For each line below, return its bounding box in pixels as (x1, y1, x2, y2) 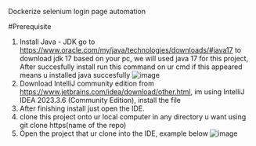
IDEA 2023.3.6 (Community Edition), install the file (19, 96, 182, 104)
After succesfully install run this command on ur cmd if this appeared (19, 62, 243, 71)
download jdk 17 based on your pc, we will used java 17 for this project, (19, 54, 249, 63)
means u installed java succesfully (19, 71, 131, 79)
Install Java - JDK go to (19, 37, 96, 46)
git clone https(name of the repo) (19, 121, 127, 130)
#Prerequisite (8, 22, 52, 31)
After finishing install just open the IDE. (19, 104, 145, 113)
